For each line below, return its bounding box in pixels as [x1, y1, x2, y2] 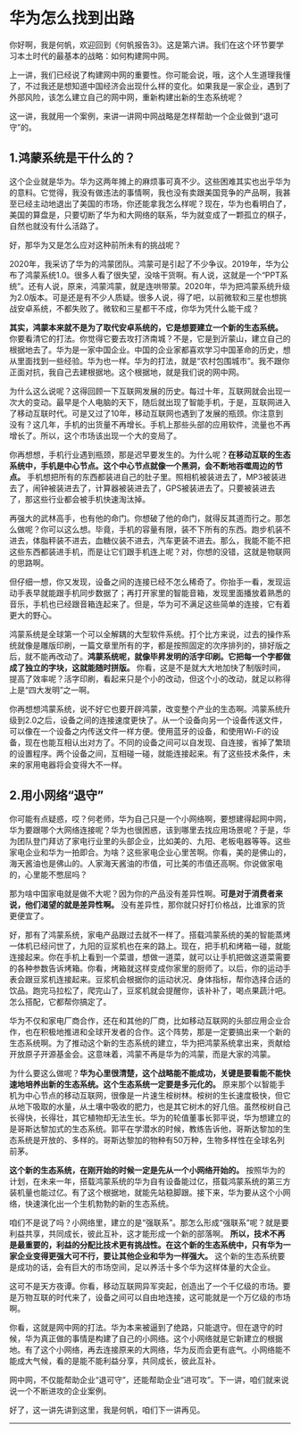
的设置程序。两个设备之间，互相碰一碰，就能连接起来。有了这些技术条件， [9, 748, 283, 758]
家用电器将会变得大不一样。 [24, 759, 127, 770]
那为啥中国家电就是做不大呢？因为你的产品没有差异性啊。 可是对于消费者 [9, 888, 275, 899]
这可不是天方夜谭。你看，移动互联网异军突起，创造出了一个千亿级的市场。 [9, 1280, 283, 1291]
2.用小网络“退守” [9, 788, 104, 803]
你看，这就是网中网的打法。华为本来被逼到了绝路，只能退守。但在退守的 [9, 1321, 275, 1332]
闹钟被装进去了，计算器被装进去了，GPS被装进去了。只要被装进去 [32, 483, 276, 493]
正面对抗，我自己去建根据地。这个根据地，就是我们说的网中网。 [9, 367, 244, 377]
